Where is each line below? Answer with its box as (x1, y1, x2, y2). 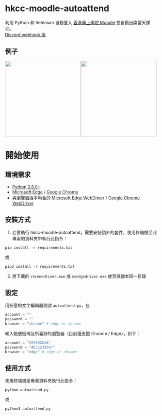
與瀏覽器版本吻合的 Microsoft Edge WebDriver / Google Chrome (12, 195, 140, 201)
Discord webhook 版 (5, 32, 46, 37)
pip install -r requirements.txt (5, 245, 73, 250)
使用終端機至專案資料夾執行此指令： (5, 378, 78, 384)
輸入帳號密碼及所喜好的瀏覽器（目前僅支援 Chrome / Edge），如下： (5, 331, 141, 336)
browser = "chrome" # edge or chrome (5, 321, 81, 326)
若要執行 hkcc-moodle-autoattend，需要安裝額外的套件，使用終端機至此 (12, 229, 157, 235)
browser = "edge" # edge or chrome (5, 349, 77, 354)
